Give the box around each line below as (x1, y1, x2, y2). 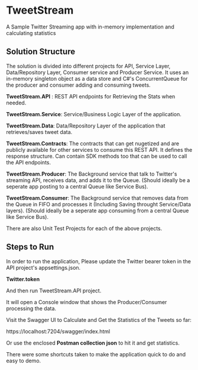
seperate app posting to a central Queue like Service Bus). (6, 183, 148, 190)
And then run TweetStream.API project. (6, 287, 102, 294)
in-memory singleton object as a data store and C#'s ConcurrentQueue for (6, 75, 188, 82)
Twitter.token (6, 275, 40, 282)
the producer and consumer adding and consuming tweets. (6, 81, 151, 88)
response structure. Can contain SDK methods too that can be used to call (6, 152, 187, 160)
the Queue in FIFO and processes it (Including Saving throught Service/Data (6, 200, 191, 208)
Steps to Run (6, 242, 54, 252)
